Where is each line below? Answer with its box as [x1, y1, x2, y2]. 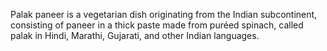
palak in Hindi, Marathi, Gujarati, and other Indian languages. [10, 30, 260, 41]
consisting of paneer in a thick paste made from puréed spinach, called [10, 19, 304, 31]
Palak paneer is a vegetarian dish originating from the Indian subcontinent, [10, 9, 318, 20]
